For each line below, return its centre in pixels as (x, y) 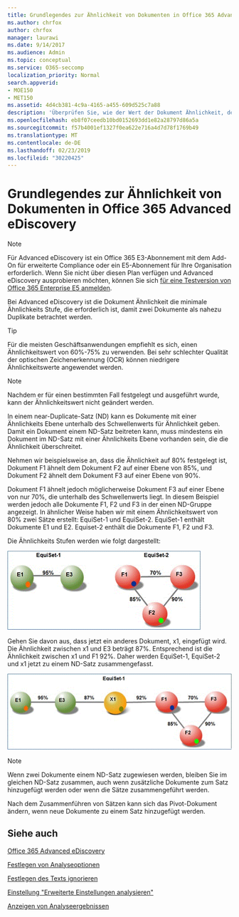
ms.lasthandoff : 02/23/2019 (49, 150)
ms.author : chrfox (34, 22)
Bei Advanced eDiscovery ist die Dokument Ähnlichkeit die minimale (107, 302)
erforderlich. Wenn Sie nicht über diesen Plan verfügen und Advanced (110, 273)
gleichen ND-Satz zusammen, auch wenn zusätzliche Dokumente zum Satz (118, 782)
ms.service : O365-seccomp (46, 68)
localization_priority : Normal (54, 75)
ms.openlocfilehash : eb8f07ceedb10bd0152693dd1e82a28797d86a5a (103, 120)
